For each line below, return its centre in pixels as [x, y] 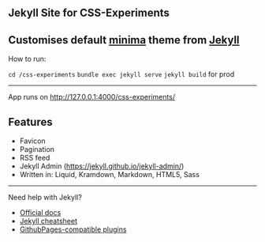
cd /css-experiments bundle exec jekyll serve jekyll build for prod [121, 74]
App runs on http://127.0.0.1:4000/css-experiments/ [92, 97]
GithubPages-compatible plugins [73, 229]
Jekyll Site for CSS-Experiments [89, 13]
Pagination [37, 149]
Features [30, 122]
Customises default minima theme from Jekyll [124, 40]
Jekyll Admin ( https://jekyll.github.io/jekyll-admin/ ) [102, 166]
